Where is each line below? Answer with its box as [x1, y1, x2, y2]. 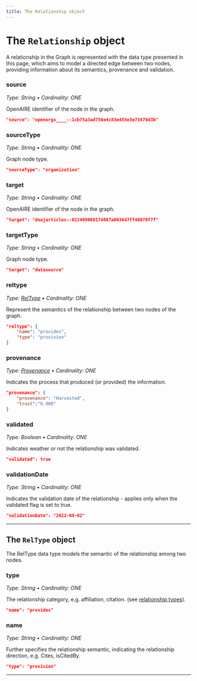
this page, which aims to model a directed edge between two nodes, [6, 59, 172, 67]
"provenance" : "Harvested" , [16, 396, 85, 401]
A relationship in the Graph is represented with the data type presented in [6, 54, 184, 61]
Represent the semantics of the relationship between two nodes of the [6, 305, 176, 313]
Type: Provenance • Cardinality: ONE [6, 367, 97, 374]
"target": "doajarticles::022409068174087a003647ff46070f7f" [6, 217, 159, 223]
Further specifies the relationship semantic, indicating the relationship [6, 646, 175, 653]
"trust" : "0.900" [16, 401, 57, 407]
